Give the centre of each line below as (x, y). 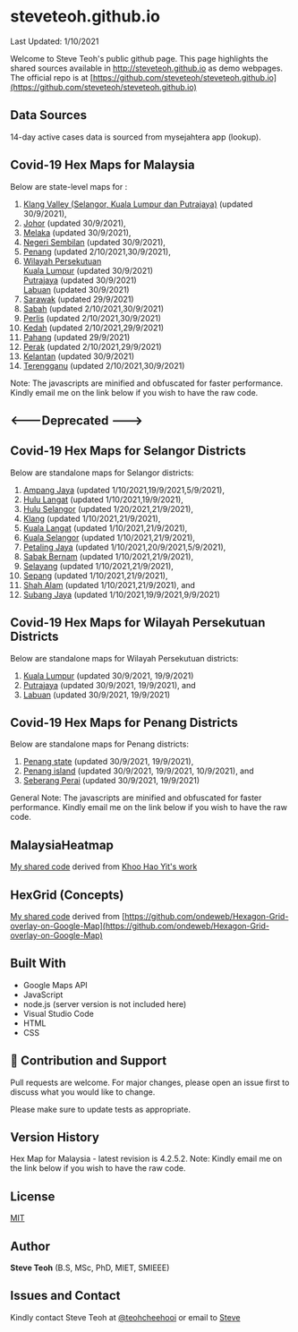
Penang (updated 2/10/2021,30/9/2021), (97, 252)
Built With (38, 964)
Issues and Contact (65, 1296)
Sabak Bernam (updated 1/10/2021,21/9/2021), (108, 556)
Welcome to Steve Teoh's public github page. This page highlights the (139, 58)
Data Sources (49, 115)
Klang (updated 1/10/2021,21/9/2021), (92, 518)
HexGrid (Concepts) (67, 895)
